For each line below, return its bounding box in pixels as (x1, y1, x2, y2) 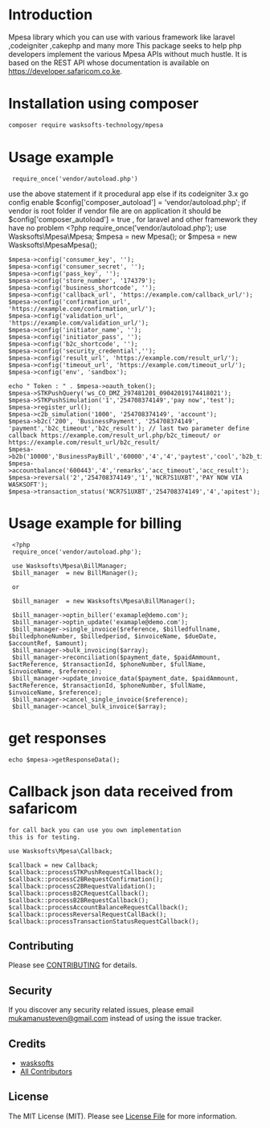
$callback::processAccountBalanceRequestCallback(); (8, 903, 189, 911)
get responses (8, 729, 107, 747)
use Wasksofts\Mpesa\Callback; (8, 847, 113, 855)
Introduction (8, 6, 93, 24)
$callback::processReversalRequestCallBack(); (8, 910, 167, 918)
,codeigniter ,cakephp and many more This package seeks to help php (8, 40, 243, 50)
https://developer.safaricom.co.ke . (8, 66, 123, 76)
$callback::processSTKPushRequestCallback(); (8, 868, 163, 877)
